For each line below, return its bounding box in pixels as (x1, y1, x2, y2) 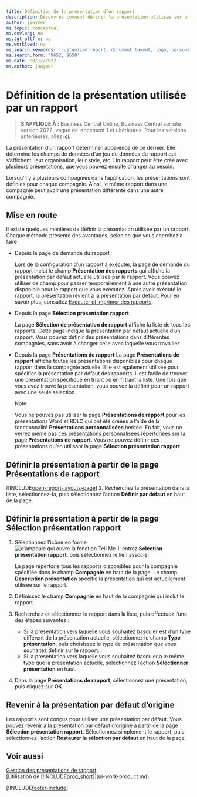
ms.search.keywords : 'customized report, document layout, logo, (6, 47, 169, 53)
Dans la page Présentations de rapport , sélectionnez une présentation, (14, 677, 188, 684)
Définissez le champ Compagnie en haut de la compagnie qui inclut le (14, 593, 185, 600)
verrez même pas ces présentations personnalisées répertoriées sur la (14, 430, 186, 438)
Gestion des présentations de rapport (6, 767, 97, 774)
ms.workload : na (6, 42, 46, 48)
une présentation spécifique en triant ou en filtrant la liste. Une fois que (14, 376, 186, 384)
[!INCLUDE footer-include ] (6, 785, 69, 792)
